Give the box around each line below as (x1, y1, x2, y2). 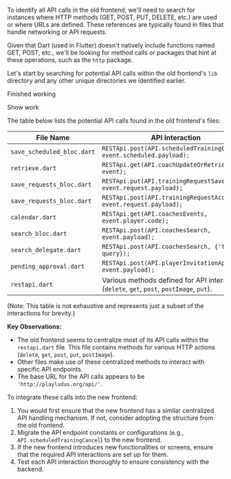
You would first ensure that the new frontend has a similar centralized (16, 407, 214, 414)
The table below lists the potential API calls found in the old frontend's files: (7, 116, 221, 125)
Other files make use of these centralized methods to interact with (16, 358, 205, 366)
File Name (36, 133, 70, 142)
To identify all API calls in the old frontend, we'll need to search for (7, 6, 195, 14)
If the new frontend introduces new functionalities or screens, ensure (16, 443, 213, 451)
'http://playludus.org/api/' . (16, 380, 103, 388)
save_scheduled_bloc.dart (10, 148, 96, 156)
